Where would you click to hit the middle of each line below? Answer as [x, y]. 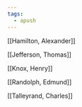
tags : [15, 14]
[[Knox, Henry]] [30, 68]
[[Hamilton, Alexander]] [41, 40]
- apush [25, 21]
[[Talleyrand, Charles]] [40, 96]
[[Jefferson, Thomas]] [40, 55]
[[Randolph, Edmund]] [40, 81]
